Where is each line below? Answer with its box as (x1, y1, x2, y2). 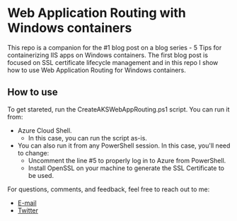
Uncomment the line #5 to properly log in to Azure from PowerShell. (28, 156, 226, 165)
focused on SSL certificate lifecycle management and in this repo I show (7, 58, 219, 66)
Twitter (17, 206, 39, 215)
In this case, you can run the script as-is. (28, 133, 147, 142)
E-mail (17, 198, 37, 207)
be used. (28, 171, 54, 179)
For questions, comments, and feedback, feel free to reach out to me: (7, 185, 210, 193)
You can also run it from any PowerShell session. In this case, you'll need (17, 141, 231, 150)
